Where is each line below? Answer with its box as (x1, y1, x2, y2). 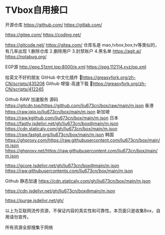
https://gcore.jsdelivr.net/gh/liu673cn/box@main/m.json (5, 162, 120, 168)
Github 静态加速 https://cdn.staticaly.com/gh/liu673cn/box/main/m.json (5, 178, 151, 184)
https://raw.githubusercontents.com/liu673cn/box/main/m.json (5, 168, 133, 174)
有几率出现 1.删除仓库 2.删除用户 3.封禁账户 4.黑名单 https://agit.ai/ (5, 48, 142, 54)
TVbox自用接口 (5, 4, 68, 16)
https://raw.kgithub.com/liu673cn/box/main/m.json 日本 (5, 115, 119, 121)
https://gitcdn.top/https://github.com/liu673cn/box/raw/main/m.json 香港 (5, 102, 154, 108)
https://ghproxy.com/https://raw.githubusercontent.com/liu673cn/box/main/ (5, 137, 160, 143)
